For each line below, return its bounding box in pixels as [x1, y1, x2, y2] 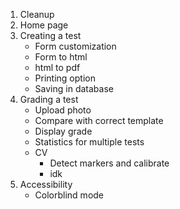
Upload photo [34, 104, 92, 116]
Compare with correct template [34, 115, 164, 126]
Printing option [34, 72, 96, 84]
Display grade [34, 125, 93, 137]
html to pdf [34, 62, 81, 73]
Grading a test [19, 94, 79, 105]
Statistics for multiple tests [34, 136, 145, 148]
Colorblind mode [34, 189, 105, 201]
